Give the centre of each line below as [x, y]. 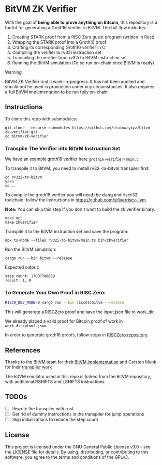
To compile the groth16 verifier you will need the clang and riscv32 [71, 195]
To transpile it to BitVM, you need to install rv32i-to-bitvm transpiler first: [77, 168]
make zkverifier [21, 223]
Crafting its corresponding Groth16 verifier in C [59, 47]
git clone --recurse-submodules [37, 128]
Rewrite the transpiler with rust [43, 408]
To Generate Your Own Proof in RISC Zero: [55, 292]
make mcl [14, 218]
